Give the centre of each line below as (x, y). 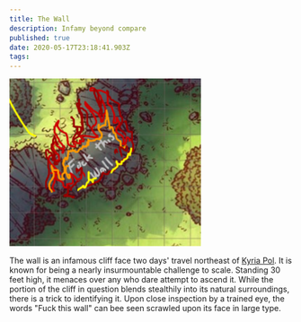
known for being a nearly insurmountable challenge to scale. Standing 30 (145, 270)
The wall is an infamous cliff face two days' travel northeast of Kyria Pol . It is (150, 261)
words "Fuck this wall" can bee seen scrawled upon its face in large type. (145, 309)
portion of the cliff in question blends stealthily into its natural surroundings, (150, 289)
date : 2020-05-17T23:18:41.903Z (70, 48)
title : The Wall (40, 19)
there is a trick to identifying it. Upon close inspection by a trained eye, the (147, 299)
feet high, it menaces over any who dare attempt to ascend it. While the (142, 280)
